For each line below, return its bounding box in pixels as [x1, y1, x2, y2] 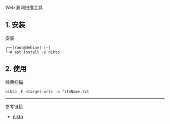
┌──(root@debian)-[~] [5, 45, 51, 50]
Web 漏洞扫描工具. [5, 5, 44, 10]
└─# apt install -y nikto [5, 50, 60, 55]
